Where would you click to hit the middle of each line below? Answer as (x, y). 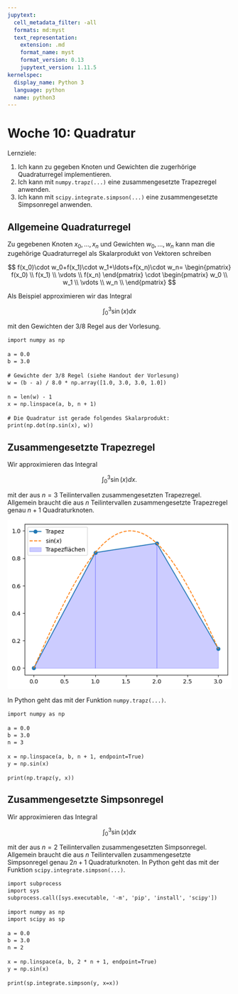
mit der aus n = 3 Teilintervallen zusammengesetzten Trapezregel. (105, 495)
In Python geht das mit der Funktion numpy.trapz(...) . (87, 701)
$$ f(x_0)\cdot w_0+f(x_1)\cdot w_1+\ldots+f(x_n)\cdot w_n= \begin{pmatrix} (119, 267)
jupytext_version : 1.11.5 (59, 67)
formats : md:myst (39, 30)
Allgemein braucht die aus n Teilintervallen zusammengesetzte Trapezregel (118, 502)
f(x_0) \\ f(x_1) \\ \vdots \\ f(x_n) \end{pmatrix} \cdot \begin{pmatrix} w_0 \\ (119, 274)
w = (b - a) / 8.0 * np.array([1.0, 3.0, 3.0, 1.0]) (87, 383)
